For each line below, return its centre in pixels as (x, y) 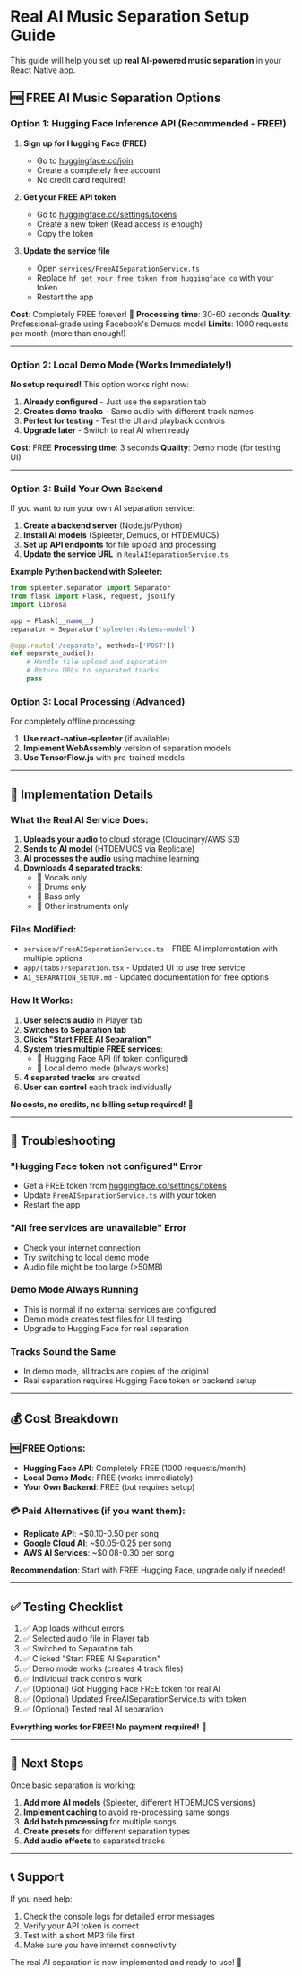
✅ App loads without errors (73, 1628)
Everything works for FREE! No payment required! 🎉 (108, 1727)
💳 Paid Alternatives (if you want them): (98, 1511)
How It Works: (42, 1001)
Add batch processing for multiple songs (100, 1821)
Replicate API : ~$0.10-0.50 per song (91, 1534)
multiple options (53, 958)
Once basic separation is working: (73, 1785)
